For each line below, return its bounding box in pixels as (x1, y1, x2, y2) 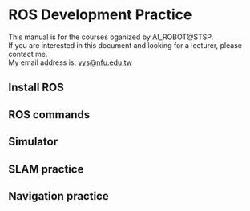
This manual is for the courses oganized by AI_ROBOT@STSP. (8, 32, 214, 42)
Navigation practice (8, 189, 110, 203)
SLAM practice (8, 162, 84, 176)
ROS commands (8, 108, 91, 121)
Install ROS (8, 81, 64, 94)
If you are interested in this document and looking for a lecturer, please (8, 40, 243, 50)
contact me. (8, 49, 48, 58)
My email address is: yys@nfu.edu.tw (8, 58, 132, 67)
